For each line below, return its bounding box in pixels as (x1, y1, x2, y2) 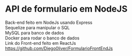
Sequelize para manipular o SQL (5, 24, 70, 30)
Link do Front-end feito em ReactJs (5, 40, 76, 46)
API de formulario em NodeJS (5, 3, 128, 15)
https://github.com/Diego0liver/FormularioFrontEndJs (5, 45, 113, 51)
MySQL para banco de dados (5, 30, 65, 36)
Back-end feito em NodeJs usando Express (5, 19, 93, 25)
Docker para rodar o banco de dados (5, 35, 80, 41)
